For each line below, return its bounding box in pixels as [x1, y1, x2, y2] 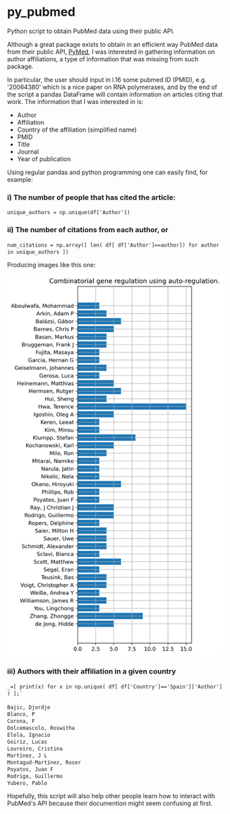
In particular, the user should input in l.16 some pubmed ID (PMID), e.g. [7, 75, 207, 83]
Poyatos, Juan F [7, 766, 54, 773]
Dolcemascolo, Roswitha [7, 724, 76, 731]
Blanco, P [7, 711, 36, 718]
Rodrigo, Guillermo [7, 773, 63, 780]
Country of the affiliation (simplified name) [16, 125, 137, 134]
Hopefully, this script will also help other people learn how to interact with [7, 791, 216, 800]
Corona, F [7, 718, 36, 724]
